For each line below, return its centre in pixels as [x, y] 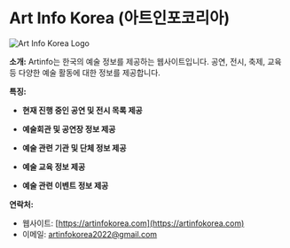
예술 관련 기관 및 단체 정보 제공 [74, 148]
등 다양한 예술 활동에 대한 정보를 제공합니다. [85, 73]
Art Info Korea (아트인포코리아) [120, 18]
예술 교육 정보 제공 [54, 167]
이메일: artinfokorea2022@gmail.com [90, 234]
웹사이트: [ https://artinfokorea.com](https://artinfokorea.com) [133, 223]
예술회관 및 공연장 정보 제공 [69, 128]
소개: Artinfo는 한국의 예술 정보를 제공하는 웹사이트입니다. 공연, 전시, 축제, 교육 [145, 61]
